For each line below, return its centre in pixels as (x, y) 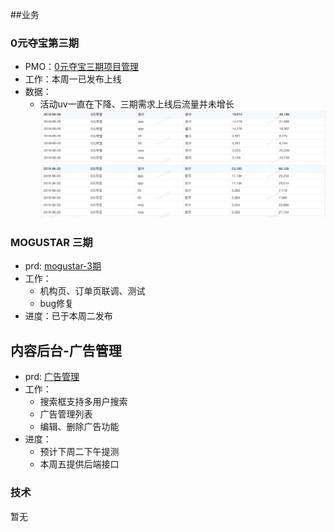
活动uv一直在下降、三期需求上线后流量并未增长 (137, 104)
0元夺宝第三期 (45, 43)
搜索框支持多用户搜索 (83, 402)
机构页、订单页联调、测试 (92, 291)
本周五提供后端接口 (79, 464)
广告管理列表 (66, 414)
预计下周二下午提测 (79, 452)
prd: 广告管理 (52, 377)
